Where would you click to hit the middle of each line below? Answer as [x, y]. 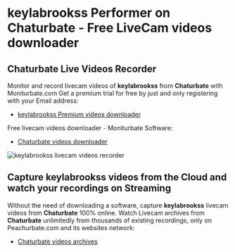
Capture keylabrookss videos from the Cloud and [117, 177]
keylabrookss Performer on [89, 13]
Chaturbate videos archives [58, 241]
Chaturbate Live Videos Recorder [82, 69]
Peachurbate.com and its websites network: [71, 227]
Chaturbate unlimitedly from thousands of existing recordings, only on [110, 220]
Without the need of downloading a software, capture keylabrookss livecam [118, 205]
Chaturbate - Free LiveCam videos [110, 28]
